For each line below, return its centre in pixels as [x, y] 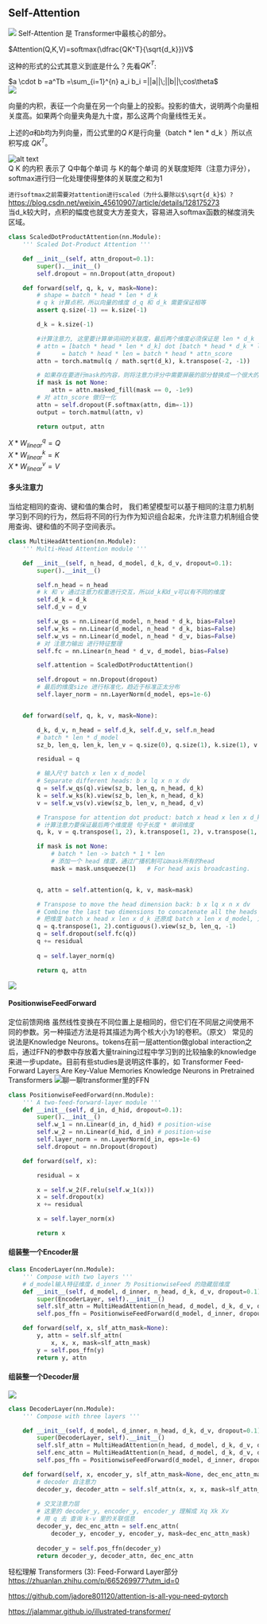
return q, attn [62, 970]
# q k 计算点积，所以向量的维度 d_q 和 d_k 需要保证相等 [122, 303]
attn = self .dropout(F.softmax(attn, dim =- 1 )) [115, 404]
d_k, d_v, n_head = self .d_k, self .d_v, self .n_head [126, 730]
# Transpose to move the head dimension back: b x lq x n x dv [143, 904]
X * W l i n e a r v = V [34, 466]
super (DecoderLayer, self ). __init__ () [101, 1438]
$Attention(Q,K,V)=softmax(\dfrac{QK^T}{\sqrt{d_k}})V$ [101, 49]
